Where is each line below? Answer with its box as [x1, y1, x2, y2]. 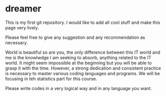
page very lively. [5, 24, 39, 30]
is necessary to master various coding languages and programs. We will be [5, 70, 160, 76]
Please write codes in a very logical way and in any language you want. [5, 85, 152, 91]
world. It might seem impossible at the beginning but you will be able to [5, 60, 152, 66]
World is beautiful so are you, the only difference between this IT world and [5, 49, 160, 55]
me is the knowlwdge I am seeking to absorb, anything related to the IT [5, 54, 151, 60]
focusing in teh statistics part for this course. [5, 76, 97, 82]
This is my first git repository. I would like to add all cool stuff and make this [5, 19, 160, 25]
